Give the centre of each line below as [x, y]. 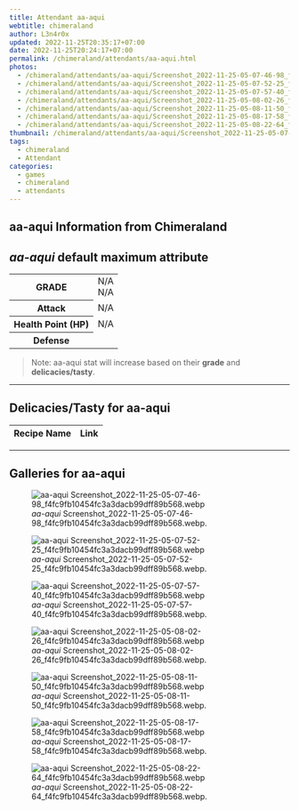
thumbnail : [29, 133]
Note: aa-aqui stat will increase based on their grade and [136, 362]
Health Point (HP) [51, 324]
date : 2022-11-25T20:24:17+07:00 [71, 51]
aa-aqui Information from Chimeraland [118, 227]
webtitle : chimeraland [51, 26]
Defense [51, 341]
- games [32, 174]
